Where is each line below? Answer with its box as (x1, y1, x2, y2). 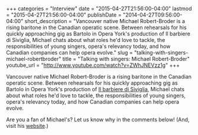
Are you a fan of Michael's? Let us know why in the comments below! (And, (6, 116, 190, 123)
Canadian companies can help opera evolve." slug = (6, 49, 133, 56)
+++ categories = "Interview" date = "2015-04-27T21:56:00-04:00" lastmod (6, 5, 192, 12)
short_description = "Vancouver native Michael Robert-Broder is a (24, 18, 185, 24)
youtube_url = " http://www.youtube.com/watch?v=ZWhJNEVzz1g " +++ (6, 62, 180, 69)
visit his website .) (6, 123, 49, 129)
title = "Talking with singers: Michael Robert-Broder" (62, 56, 190, 62)
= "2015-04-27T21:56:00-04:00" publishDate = (6, 11, 122, 18)
